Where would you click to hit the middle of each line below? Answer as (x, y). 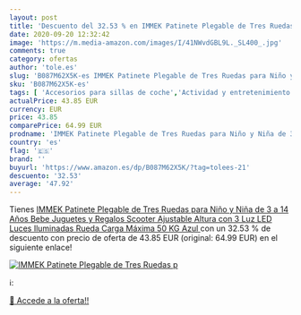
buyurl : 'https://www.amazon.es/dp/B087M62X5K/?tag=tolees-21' (130, 167)
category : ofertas (43, 59)
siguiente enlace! (41, 248)
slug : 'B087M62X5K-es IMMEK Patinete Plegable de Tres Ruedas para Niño (148, 76)
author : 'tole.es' (43, 68)
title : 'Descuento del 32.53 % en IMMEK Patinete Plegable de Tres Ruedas (152, 26)
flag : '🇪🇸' (31, 150)
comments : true (38, 51)
